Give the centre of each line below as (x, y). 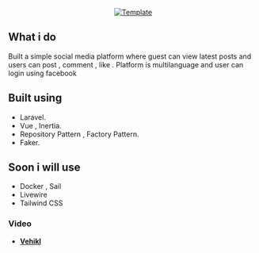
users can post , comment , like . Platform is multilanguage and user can (126, 64)
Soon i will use (44, 168)
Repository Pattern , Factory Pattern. (79, 134)
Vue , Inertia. (40, 125)
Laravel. (32, 117)
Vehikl (30, 241)
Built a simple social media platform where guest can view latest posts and (130, 56)
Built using (35, 98)
